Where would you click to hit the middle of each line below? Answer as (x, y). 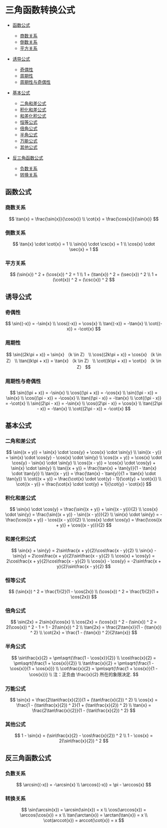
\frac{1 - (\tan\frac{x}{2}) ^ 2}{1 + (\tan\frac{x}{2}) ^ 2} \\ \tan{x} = (84, 705)
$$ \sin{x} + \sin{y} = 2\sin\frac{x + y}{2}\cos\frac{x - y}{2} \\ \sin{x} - (84, 550)
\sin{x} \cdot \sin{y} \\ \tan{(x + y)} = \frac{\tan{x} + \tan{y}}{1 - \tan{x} (84, 468)
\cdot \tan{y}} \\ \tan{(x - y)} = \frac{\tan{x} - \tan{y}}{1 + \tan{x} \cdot (84, 473)
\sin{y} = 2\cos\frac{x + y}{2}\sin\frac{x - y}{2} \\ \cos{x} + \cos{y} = (84, 556)
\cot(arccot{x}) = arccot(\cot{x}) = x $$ (84, 820)
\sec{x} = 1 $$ (84, 249)
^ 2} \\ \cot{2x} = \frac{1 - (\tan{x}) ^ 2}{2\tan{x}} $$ (84, 633)
